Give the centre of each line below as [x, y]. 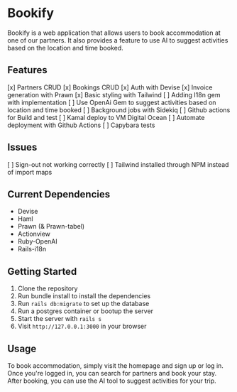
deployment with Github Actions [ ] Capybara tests [81, 125]
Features [27, 70]
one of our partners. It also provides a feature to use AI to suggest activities [118, 40]
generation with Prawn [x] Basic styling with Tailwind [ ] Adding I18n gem [114, 94]
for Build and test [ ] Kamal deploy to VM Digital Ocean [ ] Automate [106, 117]
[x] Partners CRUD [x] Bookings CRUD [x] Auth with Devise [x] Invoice [110, 87]
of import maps [30, 172]
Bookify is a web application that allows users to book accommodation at [114, 33]
